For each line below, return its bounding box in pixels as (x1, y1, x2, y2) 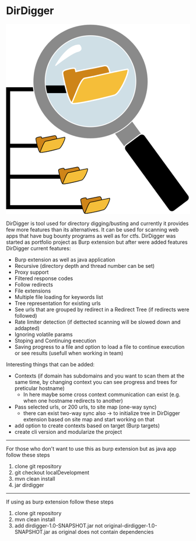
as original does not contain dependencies (51, 528, 154, 535)
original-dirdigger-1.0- (104, 522, 157, 529)
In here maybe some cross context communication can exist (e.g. (23, 391, 181, 398)
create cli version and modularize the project (14, 428, 123, 435)
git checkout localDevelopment (14, 469, 89, 476)
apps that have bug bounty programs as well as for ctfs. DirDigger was (6, 232, 176, 239)
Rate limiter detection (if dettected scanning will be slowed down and (14, 318, 181, 325)
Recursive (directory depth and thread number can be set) (14, 262, 155, 269)
